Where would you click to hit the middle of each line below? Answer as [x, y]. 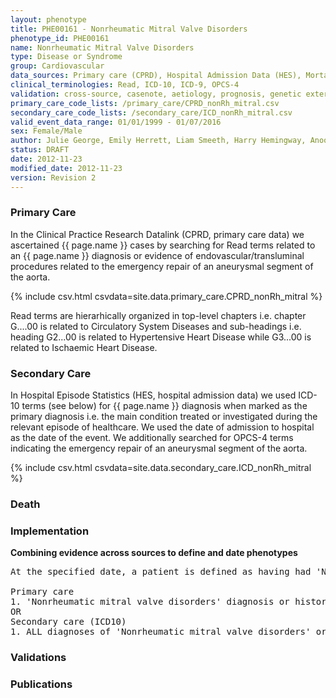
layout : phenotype [48, 19]
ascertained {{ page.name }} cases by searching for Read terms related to [163, 245]
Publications [41, 684]
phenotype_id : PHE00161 [60, 38]
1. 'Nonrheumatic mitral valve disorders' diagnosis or [150, 602]
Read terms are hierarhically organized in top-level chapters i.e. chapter [158, 315]
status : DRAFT [40, 150]
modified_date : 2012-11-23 [66, 168]
